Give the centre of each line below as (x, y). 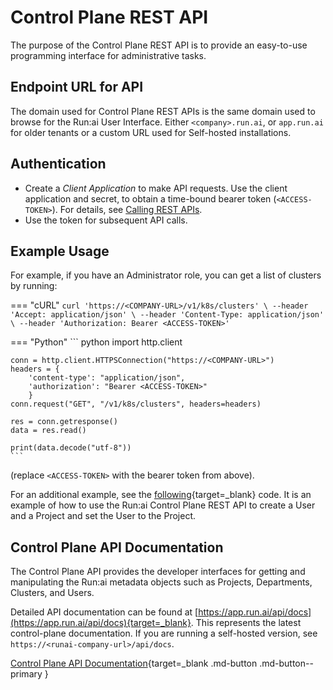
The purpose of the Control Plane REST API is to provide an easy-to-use (159, 45)
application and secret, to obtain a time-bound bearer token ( (150, 198)
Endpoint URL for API (77, 87)
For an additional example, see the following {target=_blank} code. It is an (161, 495)
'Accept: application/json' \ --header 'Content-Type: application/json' (167, 315)
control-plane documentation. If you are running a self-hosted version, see (164, 633)
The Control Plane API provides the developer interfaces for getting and (158, 572)
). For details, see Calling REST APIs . (127, 209)
